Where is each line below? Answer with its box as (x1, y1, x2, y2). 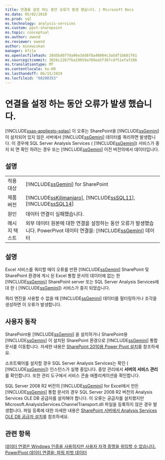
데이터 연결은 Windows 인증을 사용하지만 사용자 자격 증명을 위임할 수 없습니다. (5, 443, 156, 449)
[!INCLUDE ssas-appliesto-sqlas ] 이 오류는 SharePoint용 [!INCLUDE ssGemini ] (5, 128, 160, 134)
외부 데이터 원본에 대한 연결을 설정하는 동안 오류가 (25, 220, 135, 227)
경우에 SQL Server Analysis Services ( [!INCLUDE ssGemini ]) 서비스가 (16, 140, 155, 146)
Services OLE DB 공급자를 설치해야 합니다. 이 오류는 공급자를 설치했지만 (5, 395, 144, 401)
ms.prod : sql (5, 16, 32, 21)
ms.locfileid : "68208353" (5, 76, 58, 81)
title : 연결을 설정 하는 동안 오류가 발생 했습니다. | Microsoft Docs (5, 7, 134, 12)
